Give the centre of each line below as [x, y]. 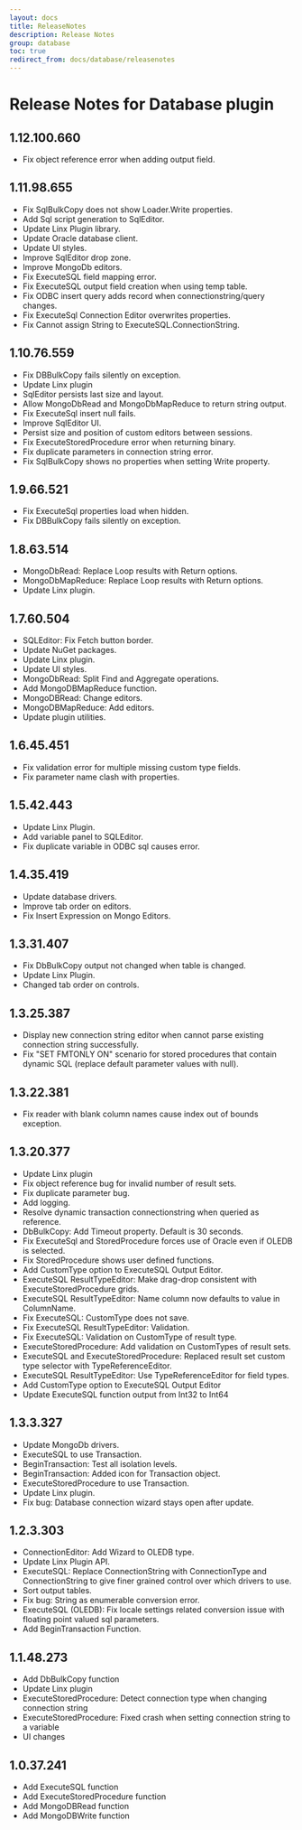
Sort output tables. [57, 1591]
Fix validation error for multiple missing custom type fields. [132, 767]
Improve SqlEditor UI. [62, 423]
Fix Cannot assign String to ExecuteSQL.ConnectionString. [131, 324]
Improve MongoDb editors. [72, 266]
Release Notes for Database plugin [142, 104]
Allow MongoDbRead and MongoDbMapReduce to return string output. [154, 404]
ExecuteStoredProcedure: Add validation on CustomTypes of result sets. [156, 1346]
